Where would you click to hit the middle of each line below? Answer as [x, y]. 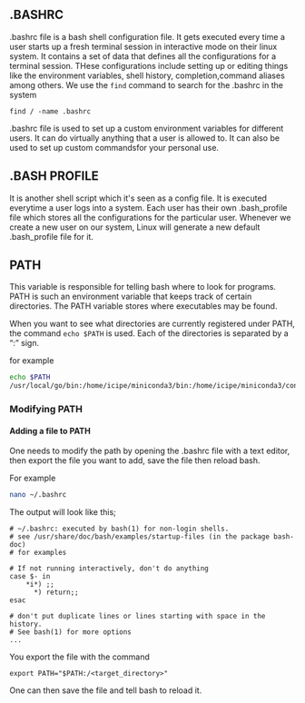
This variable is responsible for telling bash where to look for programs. [143, 287]
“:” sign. [24, 343]
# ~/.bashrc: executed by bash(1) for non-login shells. [119, 529]
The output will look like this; [63, 512]
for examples [42, 553]
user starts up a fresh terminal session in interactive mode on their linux [143, 46]
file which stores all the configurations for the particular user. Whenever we [150, 217]
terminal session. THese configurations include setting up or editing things [149, 65]
